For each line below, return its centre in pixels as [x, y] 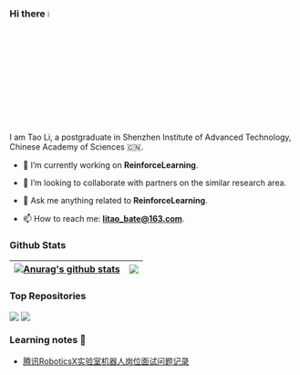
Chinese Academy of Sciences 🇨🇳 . [77, 146]
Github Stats [38, 245]
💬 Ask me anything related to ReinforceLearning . [115, 200]
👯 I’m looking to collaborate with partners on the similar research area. [155, 182]
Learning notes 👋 [48, 340]
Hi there [27, 14]
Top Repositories [48, 296]
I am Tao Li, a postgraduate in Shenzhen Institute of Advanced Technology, [150, 137]
